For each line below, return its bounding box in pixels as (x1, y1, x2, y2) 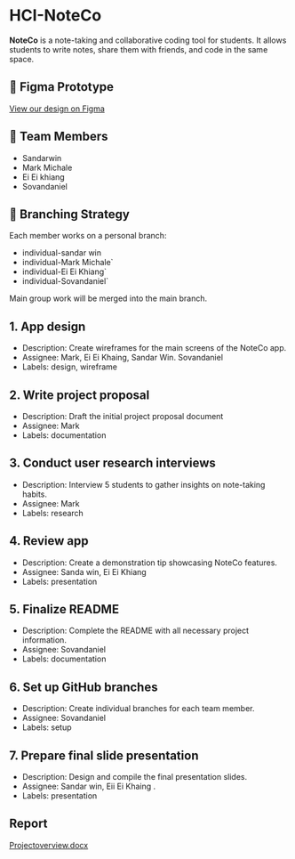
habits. (21, 489, 47, 499)
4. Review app (9, 533, 89, 548)
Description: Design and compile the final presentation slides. (21, 772, 248, 782)
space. (9, 53, 35, 64)
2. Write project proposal (9, 387, 150, 402)
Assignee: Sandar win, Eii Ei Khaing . (21, 781, 156, 792)
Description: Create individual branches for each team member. (21, 703, 255, 714)
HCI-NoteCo (9, 5, 102, 26)
